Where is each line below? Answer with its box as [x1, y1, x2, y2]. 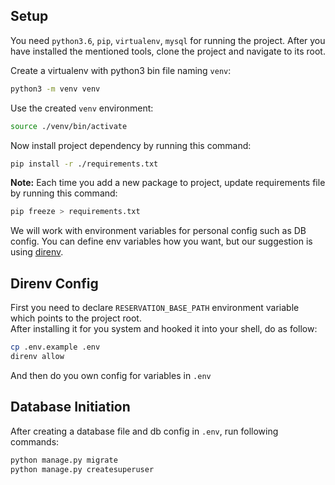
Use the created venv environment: [10, 102, 154, 114]
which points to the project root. [10, 312, 142, 324]
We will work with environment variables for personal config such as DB [10, 225, 307, 237]
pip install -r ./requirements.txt [10, 159, 159, 169]
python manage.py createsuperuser [10, 464, 155, 474]
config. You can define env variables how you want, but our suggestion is [10, 235, 313, 248]
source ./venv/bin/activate [10, 121, 128, 131]
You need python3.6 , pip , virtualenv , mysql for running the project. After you [10, 34, 326, 46]
